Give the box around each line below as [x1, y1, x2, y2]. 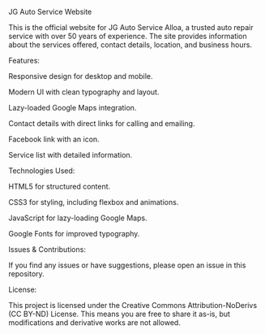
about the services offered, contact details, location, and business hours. [8, 40, 253, 50]
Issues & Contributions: [8, 245, 87, 254]
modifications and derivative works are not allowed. [8, 318, 181, 327]
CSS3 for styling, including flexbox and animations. [8, 197, 179, 206]
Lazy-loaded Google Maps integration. [8, 103, 137, 112]
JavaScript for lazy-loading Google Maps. [8, 213, 147, 223]
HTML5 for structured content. [8, 182, 111, 191]
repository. [8, 269, 45, 279]
